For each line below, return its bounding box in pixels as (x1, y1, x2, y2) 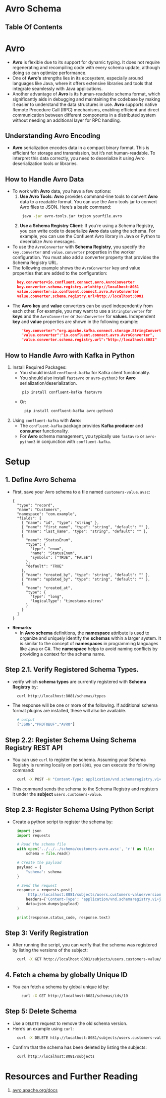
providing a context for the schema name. (19, 651, 106, 657)
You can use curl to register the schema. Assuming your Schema (12, 757, 146, 762)
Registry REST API (5, 744, 63, 752)
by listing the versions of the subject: (12, 947, 88, 953)
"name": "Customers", (17, 507, 62, 512)
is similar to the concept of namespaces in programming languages (19, 640, 159, 646)
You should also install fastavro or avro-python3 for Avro (19, 375, 136, 381)
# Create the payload (17, 860, 62, 865)
